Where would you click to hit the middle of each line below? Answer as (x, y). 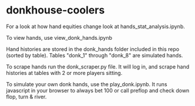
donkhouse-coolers (56, 10)
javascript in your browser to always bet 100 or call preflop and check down (98, 90)
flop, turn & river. (26, 97)
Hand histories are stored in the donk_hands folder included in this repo (93, 49)
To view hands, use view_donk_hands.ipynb (59, 37)
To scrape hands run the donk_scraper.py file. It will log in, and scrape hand (98, 66)
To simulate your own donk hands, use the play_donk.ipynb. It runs (87, 84)
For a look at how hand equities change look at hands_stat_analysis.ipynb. (95, 26)
